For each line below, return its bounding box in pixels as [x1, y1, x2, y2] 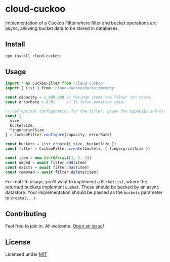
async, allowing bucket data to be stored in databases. [5, 25, 119, 31]
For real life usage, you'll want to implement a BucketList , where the [5, 179, 148, 185]
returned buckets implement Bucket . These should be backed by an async [5, 184, 159, 190]
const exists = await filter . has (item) [5, 165, 90, 170]
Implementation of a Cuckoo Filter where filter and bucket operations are [5, 20, 157, 26]
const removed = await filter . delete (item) [5, 170, 99, 175]
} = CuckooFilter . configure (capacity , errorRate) [5, 133, 112, 138]
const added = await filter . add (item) [5, 160, 87, 165]
